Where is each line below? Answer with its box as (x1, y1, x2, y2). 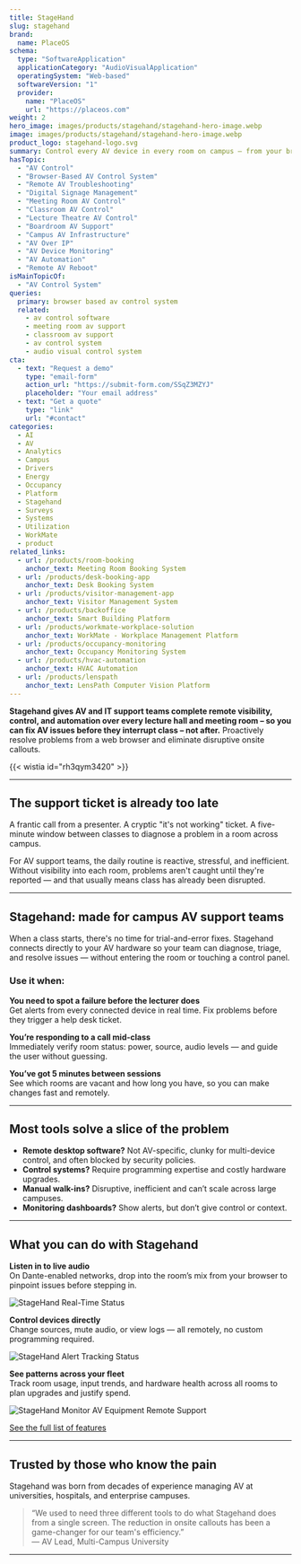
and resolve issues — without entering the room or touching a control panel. (9, 953, 290, 963)
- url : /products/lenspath (17, 672, 118, 681)
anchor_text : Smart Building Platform (25, 614, 170, 623)
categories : (9, 422, 54, 431)
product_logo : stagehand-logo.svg (9, 138, 139, 147)
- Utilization (17, 523, 70, 532)
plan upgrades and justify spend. (9, 1388, 132, 1399)
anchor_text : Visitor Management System (25, 598, 178, 607)
